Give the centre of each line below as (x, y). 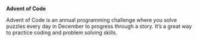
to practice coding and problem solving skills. (62, 33)
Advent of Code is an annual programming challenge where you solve (92, 20)
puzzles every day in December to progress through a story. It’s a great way (99, 26)
